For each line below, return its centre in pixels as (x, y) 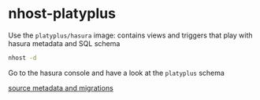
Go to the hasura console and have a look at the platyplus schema (116, 73)
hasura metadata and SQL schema (64, 43)
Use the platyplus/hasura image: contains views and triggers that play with (131, 35)
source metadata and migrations (61, 87)
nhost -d (22, 58)
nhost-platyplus (62, 14)
